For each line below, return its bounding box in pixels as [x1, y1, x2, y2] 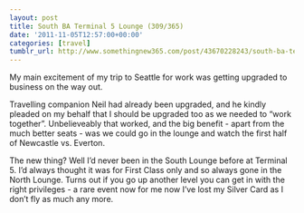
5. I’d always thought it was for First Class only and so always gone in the [9, 165, 282, 176]
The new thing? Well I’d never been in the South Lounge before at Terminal [9, 155, 288, 166]
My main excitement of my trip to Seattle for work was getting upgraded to [9, 72, 288, 82]
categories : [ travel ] [9, 38, 91, 48]
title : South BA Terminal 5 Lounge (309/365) [9, 22, 184, 31]
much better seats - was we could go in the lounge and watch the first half [9, 128, 288, 139]
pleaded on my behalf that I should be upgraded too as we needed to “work [9, 109, 292, 120]
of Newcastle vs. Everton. [9, 138, 106, 149]
